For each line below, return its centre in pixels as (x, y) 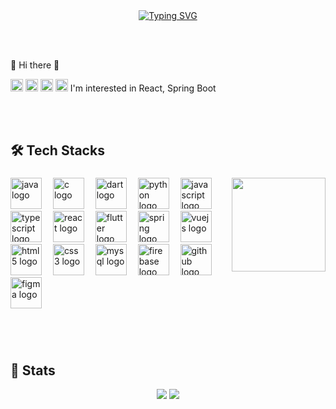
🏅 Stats (33, 370)
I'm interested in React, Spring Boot (143, 88)
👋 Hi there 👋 (35, 65)
